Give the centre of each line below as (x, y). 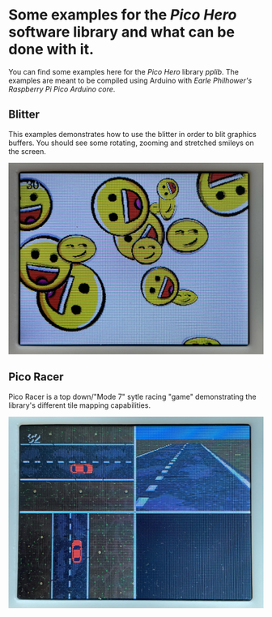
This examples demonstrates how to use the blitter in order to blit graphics (132, 134)
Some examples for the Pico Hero (123, 15)
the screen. (28, 151)
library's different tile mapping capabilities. (80, 405)
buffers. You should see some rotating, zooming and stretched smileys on (132, 143)
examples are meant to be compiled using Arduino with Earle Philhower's (130, 80)
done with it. (51, 49)
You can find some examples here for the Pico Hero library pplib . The (124, 71)
